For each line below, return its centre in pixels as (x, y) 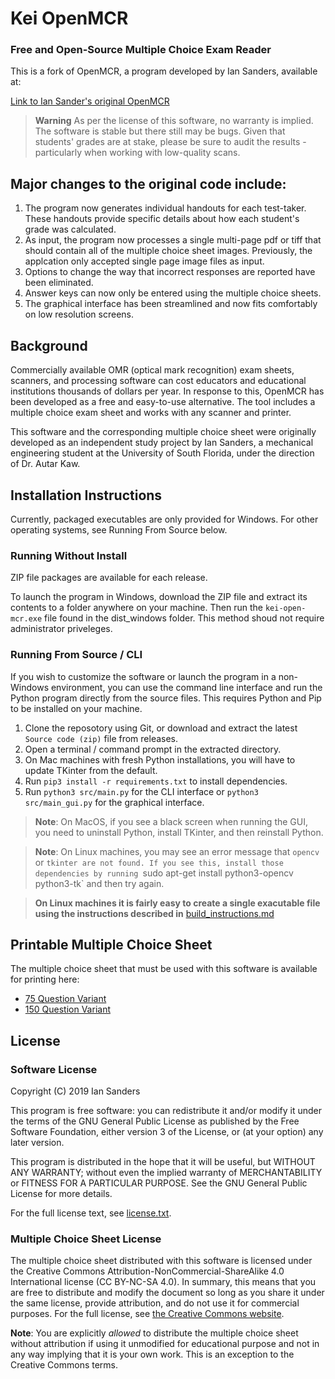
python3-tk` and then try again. (99, 883)
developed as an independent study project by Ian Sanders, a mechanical (162, 443)
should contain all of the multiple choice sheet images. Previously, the (168, 251)
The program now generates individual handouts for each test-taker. (165, 208)
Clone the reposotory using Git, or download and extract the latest (161, 728)
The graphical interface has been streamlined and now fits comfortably (171, 304)
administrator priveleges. (61, 629)
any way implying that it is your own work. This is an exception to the (152, 1354)
